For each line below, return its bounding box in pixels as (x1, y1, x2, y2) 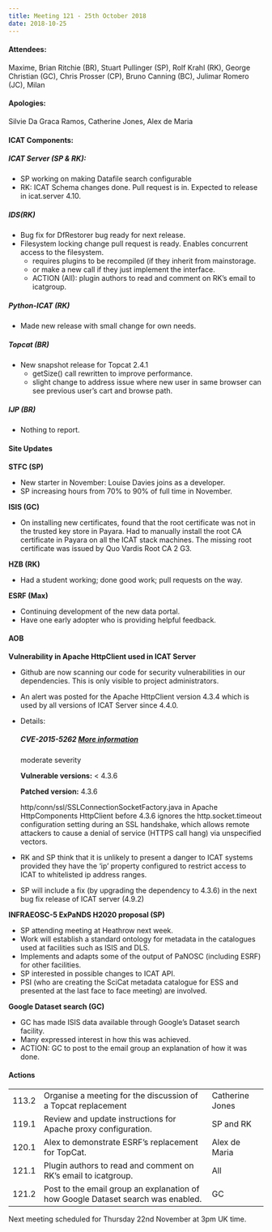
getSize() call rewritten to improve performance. (32, 368, 193, 378)
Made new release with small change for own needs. (19, 321, 197, 331)
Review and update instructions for (43, 1113, 176, 1124)
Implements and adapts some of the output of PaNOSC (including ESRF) (19, 951, 261, 961)
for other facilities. (19, 959, 82, 970)
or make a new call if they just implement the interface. (32, 265, 216, 274)
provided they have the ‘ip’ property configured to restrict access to (19, 861, 247, 871)
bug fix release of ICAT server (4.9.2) (19, 894, 144, 903)
